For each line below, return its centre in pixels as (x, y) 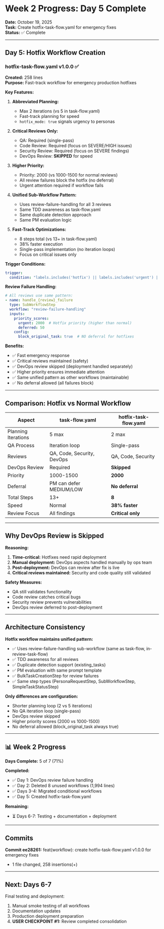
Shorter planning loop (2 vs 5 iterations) (52, 705)
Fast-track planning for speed (49, 116)
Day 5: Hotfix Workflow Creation (55, 53)
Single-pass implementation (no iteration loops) (67, 249)
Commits (19, 838)
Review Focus (23, 513)
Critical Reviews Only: (35, 131)
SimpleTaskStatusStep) (35, 687)
